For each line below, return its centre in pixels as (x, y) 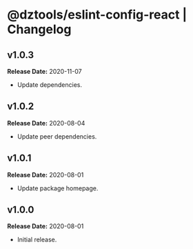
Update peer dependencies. (57, 136)
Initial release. (37, 240)
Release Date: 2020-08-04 (46, 123)
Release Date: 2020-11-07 (44, 71)
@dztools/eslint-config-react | (97, 15)
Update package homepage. (58, 188)
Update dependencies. (50, 85)
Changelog (39, 29)
